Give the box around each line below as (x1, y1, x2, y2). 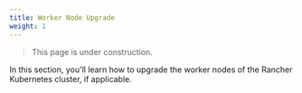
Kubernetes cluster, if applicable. (9, 73, 133, 84)
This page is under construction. (31, 46, 154, 57)
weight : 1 (9, 22, 47, 31)
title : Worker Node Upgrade (9, 13, 116, 23)
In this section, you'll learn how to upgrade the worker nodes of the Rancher (9, 64, 293, 75)
